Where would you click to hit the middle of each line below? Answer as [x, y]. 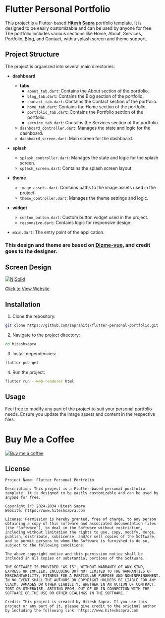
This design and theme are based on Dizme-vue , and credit [78, 245]
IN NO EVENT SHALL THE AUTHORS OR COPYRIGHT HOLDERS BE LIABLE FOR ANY [81, 580]
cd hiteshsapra [21, 344]
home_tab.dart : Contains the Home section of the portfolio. [87, 107]
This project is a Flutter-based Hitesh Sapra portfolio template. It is [74, 23]
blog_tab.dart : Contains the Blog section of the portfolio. [85, 96]
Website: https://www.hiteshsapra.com [45, 511]
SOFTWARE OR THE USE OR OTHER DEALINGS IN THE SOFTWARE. [65, 593]
